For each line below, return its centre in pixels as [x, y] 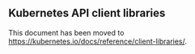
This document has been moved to [66, 32]
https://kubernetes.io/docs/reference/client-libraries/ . [98, 41]
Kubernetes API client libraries [87, 13]
